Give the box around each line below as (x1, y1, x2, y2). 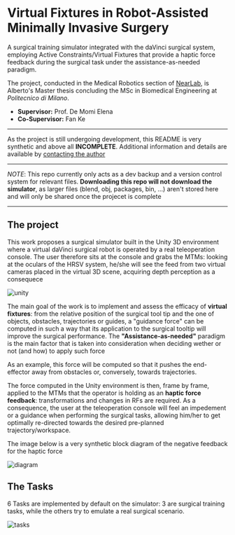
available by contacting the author (7, 149, 106, 158)
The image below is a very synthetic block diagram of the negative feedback (7, 439, 228, 447)
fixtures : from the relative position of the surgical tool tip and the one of (7, 310, 215, 318)
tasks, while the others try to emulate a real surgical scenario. (7, 506, 185, 515)
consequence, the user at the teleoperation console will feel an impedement (7, 403, 227, 412)
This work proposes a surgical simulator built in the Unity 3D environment (7, 237, 219, 246)
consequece (7, 275, 43, 283)
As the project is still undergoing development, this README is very (7, 134, 201, 143)
